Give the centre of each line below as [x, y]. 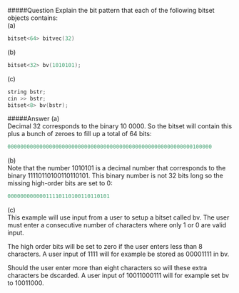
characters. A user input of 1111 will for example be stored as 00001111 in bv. [118, 254]
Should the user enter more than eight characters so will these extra [107, 268]
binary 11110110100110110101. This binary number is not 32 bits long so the [115, 176]
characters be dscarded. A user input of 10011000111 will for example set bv [118, 276]
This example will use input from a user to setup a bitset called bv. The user [118, 217]
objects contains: [33, 18]
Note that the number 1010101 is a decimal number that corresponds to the [117, 168]
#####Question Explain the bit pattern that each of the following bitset [111, 10]
